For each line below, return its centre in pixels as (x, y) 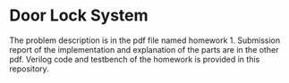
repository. (29, 69)
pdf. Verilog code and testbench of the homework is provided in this (135, 59)
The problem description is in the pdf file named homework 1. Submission (145, 40)
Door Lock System (79, 16)
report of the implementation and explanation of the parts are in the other (144, 49)
